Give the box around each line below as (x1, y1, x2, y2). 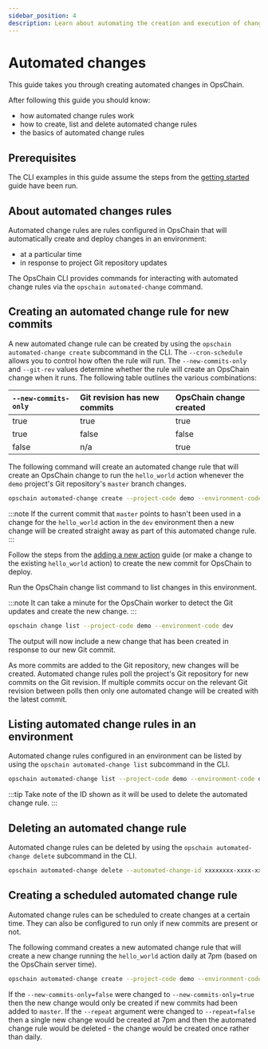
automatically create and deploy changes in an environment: (8, 234, 207, 244)
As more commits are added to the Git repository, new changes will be (8, 660, 239, 670)
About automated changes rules (8, 204, 172, 218)
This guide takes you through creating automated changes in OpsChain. (8, 80, 245, 90)
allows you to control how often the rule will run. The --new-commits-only (8, 355, 247, 365)
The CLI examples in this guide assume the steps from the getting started (8, 173, 250, 182)
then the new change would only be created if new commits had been (8, 998, 238, 1007)
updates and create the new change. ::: (8, 606, 137, 616)
